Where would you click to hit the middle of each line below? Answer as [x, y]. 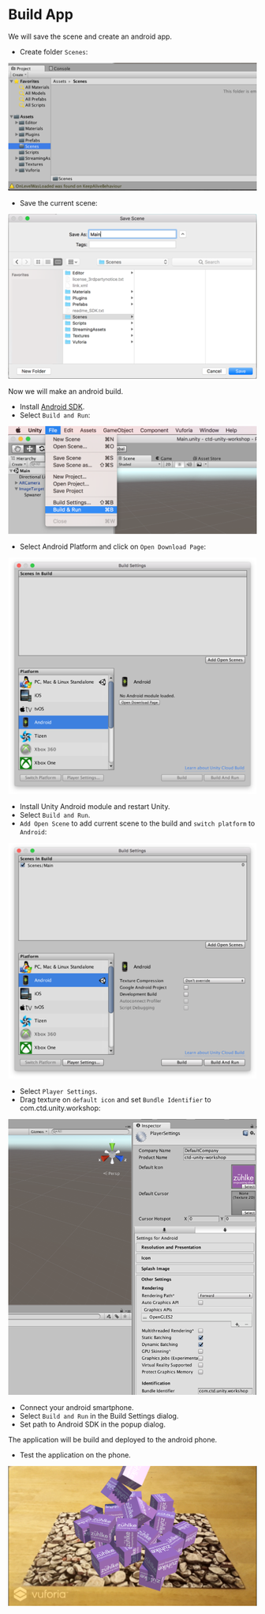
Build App [41, 15]
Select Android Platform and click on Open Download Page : [113, 546]
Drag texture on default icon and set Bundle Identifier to [115, 1100]
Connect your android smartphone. [77, 1407]
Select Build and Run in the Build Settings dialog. [99, 1416]
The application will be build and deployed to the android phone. [113, 1439]
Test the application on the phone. [75, 1455]
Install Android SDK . [52, 406]
